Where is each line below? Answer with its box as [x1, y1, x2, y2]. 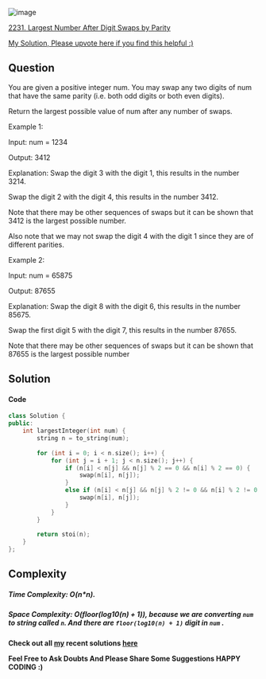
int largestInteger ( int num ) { [22, 427, 126, 435]
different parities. [8, 240, 65, 249]
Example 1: [8, 122, 44, 131]
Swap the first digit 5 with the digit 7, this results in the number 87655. [8, 325, 237, 334]
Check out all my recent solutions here [8, 638, 138, 648]
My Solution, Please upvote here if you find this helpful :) [8, 38, 194, 48]
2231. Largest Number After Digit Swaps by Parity [8, 23, 171, 32]
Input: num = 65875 [8, 271, 73, 280]
